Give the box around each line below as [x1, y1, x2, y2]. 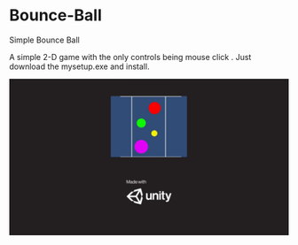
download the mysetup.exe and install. [9, 61, 150, 72]
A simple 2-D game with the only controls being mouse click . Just [9, 51, 252, 62]
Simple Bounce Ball [9, 34, 80, 45]
